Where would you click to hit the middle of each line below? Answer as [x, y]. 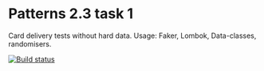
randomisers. [30, 43]
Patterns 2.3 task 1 [71, 14]
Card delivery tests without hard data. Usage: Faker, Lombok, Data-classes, [132, 35]
